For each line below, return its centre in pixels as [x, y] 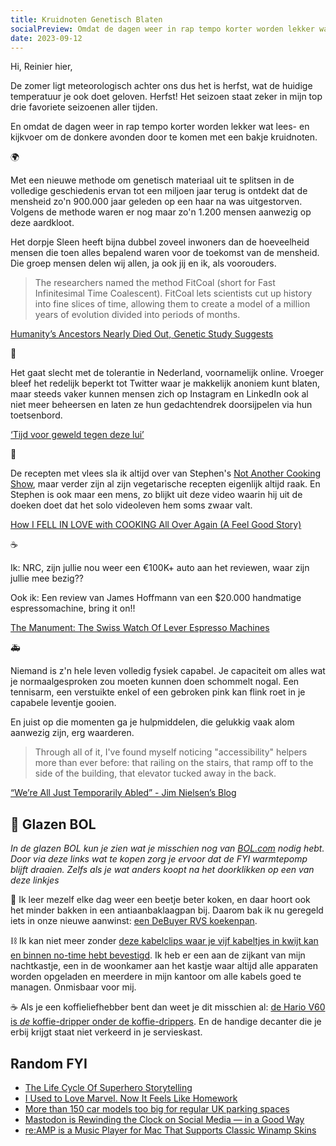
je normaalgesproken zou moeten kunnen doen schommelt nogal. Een [155, 682]
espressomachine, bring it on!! [73, 608]
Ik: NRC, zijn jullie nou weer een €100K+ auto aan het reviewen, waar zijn [160, 568]
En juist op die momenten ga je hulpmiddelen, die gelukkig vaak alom [152, 722]
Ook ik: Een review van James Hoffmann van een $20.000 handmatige [156, 598]
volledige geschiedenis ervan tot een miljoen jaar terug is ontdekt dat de [159, 191]
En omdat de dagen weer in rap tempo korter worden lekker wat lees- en [160, 127]
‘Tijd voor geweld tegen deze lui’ [77, 435]
